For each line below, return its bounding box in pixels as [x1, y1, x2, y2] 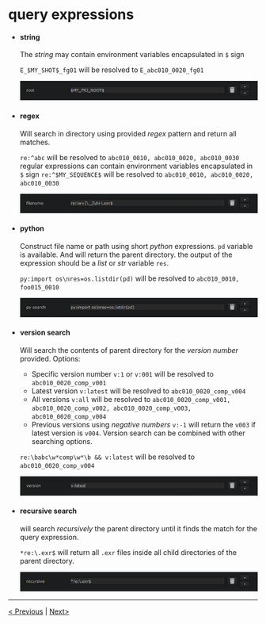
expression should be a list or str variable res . [19, 258, 169, 267]
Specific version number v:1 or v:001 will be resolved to [31, 369, 214, 378]
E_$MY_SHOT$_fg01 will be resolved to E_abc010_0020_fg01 [19, 65, 204, 75]
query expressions [8, 6, 135, 24]
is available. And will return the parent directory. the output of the [19, 250, 233, 259]
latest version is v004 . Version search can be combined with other [31, 428, 245, 438]
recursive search [19, 506, 78, 516]
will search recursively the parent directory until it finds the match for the [19, 524, 257, 534]
